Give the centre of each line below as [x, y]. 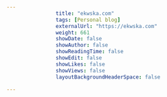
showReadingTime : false [90, 52]
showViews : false [80, 70]
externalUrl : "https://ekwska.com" [106, 26]
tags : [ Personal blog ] [88, 20]
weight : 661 [73, 32]
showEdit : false [79, 58]
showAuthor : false [82, 45]
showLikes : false [80, 64]
